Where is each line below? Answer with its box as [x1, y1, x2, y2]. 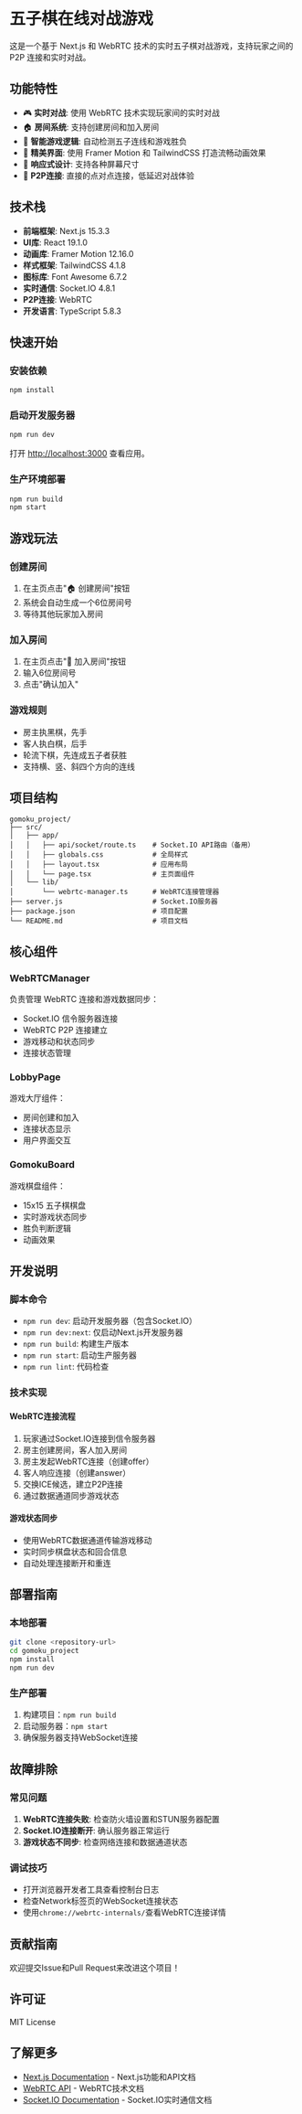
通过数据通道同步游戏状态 [22, 1489, 120, 1500]
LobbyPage [9, 1071, 61, 1084]
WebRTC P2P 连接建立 [22, 1025, 108, 1036]
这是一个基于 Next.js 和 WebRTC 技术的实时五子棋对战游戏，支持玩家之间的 [9, 40, 294, 51]
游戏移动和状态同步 [22, 1036, 96, 1047]
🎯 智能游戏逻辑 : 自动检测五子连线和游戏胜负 [22, 135, 187, 146]
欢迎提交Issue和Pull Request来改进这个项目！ [9, 1962, 181, 1973]
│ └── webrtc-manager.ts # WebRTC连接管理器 [9, 888, 220, 897]
